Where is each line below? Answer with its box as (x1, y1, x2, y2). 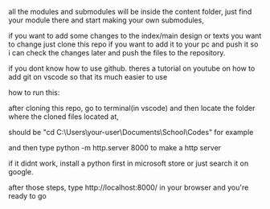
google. (8, 167, 34, 176)
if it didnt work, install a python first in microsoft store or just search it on (8, 158, 249, 168)
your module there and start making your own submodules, (8, 15, 205, 25)
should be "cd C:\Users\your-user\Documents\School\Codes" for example (8, 128, 254, 137)
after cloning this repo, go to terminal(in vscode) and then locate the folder (8, 104, 256, 113)
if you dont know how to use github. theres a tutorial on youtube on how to (8, 64, 256, 73)
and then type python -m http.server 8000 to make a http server (8, 143, 222, 152)
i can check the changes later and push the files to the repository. (8, 48, 226, 57)
